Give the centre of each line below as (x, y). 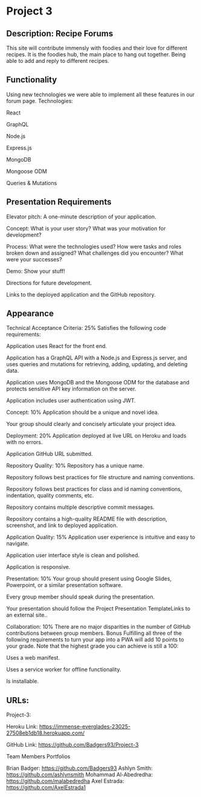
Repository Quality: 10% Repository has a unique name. (75, 466)
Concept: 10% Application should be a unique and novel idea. (83, 412)
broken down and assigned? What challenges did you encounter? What (95, 253)
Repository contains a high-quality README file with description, (87, 519)
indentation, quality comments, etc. (50, 496)
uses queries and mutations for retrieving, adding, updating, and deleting (97, 364)
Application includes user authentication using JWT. (71, 401)
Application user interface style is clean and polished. (73, 556)
